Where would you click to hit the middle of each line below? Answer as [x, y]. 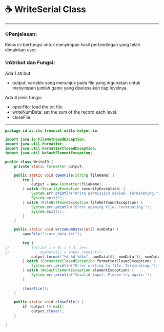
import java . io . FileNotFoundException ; [46, 140]
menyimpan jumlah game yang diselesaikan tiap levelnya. [70, 88]
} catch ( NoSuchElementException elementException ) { [78, 270]
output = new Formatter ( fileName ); [67, 184]
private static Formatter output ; [49, 166]
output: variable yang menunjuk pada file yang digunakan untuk [76, 83]
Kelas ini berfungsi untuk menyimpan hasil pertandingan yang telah [73, 45]
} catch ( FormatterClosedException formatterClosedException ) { [89, 261]
